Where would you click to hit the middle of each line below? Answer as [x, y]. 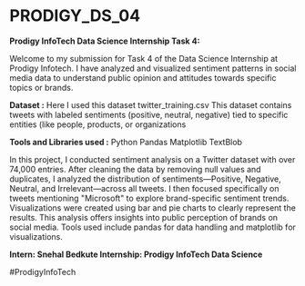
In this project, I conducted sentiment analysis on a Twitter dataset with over [152, 159]
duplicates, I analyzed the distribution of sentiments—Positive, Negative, [145, 179]
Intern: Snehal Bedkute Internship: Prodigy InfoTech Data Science [136, 254]
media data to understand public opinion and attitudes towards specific [143, 77]
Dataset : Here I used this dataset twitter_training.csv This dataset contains [151, 104]
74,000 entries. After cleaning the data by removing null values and [135, 169]
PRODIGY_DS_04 [75, 16]
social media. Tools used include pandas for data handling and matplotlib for [152, 227]
